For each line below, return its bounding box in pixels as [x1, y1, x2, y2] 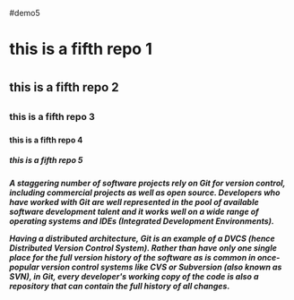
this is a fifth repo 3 [9, 110, 96, 123]
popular [9, 261, 40, 272]
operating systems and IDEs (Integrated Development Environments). [9, 215, 275, 227]
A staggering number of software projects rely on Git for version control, [9, 177, 286, 188]
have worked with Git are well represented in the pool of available [9, 196, 259, 207]
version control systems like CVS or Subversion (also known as [40, 261, 282, 272]
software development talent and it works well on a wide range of [9, 206, 260, 217]
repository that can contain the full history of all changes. [9, 280, 230, 291]
